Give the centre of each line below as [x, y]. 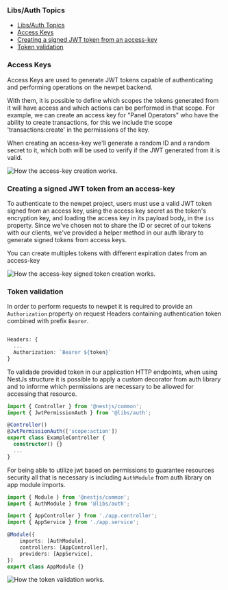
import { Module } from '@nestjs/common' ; [68, 497]
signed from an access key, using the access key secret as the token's [107, 211]
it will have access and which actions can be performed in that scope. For [111, 108]
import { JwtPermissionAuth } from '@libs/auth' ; [79, 413]
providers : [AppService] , [56, 554]
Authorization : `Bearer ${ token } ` [62, 352]
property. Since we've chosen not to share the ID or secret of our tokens [109, 225]
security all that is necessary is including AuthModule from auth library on [109, 477]
